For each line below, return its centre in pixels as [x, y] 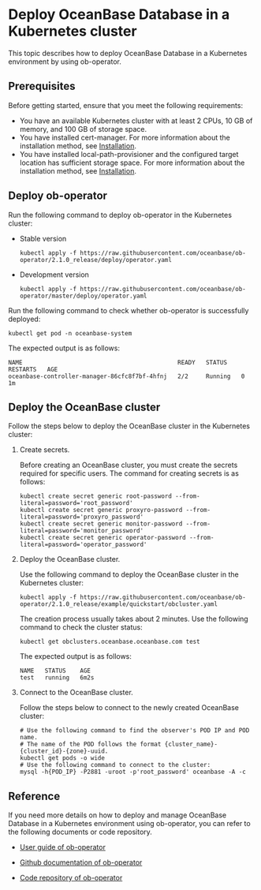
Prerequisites [42, 86]
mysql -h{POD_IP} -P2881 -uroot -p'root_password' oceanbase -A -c [132, 772]
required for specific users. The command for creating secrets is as [129, 473]
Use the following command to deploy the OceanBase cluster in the [129, 574]
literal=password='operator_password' [83, 545]
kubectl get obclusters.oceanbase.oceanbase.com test [110, 642]
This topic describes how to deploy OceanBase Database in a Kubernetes [128, 53]
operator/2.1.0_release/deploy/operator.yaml [95, 260]
